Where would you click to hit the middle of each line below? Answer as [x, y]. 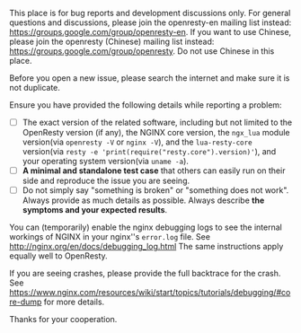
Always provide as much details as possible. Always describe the [143, 200]
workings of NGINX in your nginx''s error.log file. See [110, 237]
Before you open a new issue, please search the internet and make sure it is [150, 78]
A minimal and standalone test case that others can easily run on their [154, 171]
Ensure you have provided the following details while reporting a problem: [146, 105]
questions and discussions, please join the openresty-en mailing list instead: [150, 22]
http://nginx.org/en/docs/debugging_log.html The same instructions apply [146, 247]
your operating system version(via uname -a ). [105, 162]
